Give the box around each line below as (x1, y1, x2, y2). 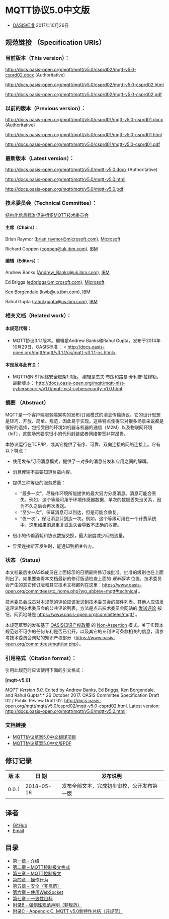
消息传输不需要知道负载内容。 (12, 469, 74, 475)
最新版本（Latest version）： (5, 154, 74, 161)
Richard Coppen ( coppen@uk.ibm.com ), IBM (5, 245, 98, 252)
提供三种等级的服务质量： (12, 479, 66, 485)
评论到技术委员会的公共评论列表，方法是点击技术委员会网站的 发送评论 (9, 605, 156, 611)
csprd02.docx (5, 71, 34, 78)
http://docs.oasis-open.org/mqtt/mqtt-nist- (36, 380, 125, 386)
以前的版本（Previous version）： (5, 105, 87, 112)
